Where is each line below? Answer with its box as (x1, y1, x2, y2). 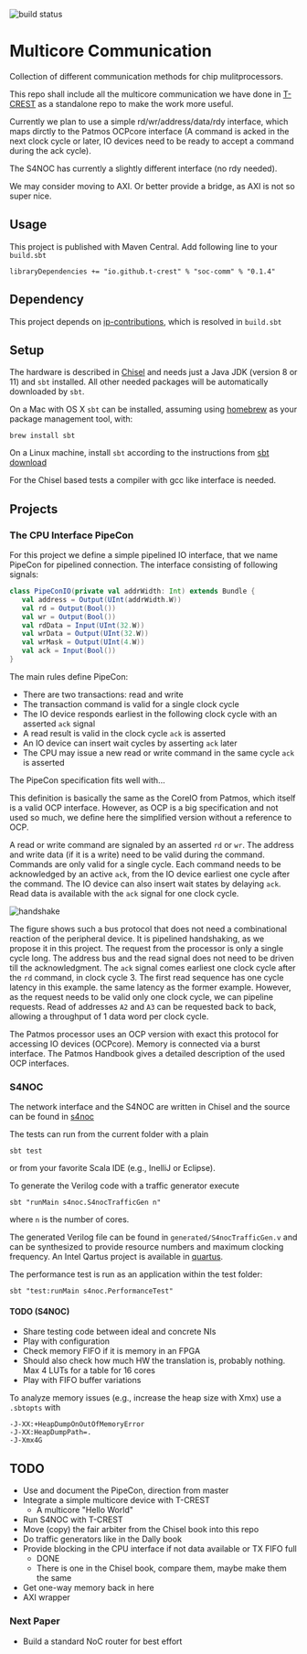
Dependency (9, 292, 84, 307)
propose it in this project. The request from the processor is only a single (9, 942, 284, 953)
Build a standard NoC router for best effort (22, 1636, 183, 1647)
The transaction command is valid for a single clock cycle (22, 698, 239, 709)
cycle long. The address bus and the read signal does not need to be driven (9, 952, 294, 963)
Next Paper (9, 1615, 61, 1627)
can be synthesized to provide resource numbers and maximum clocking (9, 1241, 284, 1252)
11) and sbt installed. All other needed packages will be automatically (9, 376, 269, 388)
